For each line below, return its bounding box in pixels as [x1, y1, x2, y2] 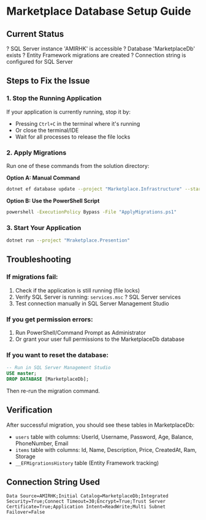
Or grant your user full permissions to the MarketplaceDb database [15, 335, 185, 343]
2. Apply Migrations [6, 148, 67, 157]
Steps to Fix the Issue [6, 75, 90, 86]
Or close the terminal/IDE [15, 126, 79, 134]
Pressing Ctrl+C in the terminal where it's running [15, 120, 140, 127]
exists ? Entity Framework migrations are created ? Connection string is [6, 52, 186, 59]
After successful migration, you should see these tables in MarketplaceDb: [6, 421, 195, 429]
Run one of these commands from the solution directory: [6, 162, 150, 169]
